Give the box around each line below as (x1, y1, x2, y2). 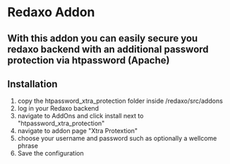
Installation (7, 78, 58, 90)
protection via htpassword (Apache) (7, 54, 170, 66)
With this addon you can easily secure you (7, 32, 198, 44)
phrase (17, 141, 39, 150)
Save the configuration (17, 149, 84, 158)
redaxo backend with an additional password (7, 43, 210, 55)
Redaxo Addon (7, 4, 95, 20)
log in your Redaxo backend (17, 104, 99, 113)
